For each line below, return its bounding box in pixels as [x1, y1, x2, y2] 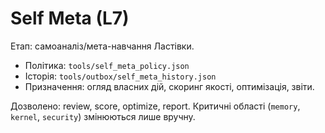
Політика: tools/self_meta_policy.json [24, 59, 190, 71]
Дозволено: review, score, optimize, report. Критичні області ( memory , [10, 100, 301, 112]
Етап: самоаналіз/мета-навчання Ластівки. [10, 40, 195, 52]
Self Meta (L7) [10, 7, 130, 30]
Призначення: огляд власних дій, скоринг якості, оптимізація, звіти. [24, 80, 315, 92]
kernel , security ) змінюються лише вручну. [10, 110, 196, 122]
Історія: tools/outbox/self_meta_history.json [24, 70, 217, 82]
